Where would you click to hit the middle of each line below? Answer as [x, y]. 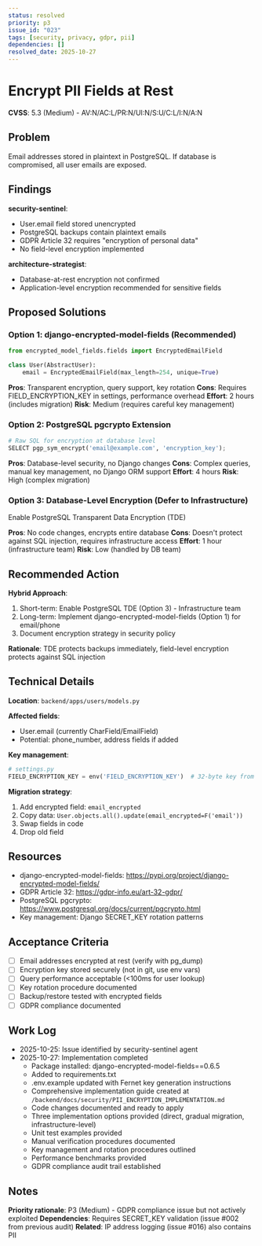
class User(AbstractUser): [52, 365]
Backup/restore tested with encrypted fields [91, 997]
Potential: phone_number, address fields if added [99, 739]
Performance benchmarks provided [89, 1158]
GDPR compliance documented [70, 1005]
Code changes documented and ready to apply [107, 1108]
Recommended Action [64, 574]
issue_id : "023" [35, 30]
